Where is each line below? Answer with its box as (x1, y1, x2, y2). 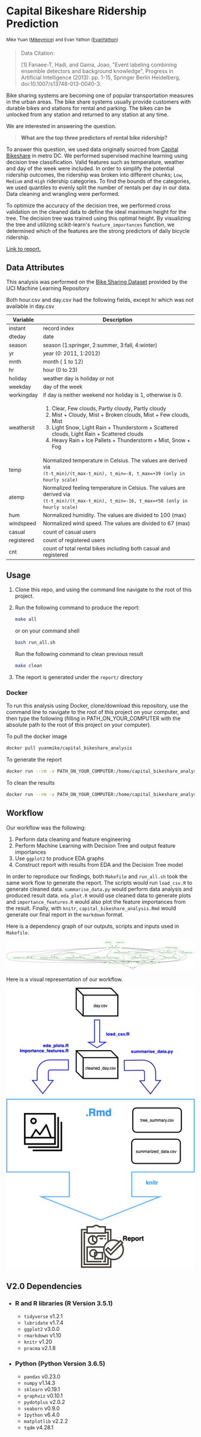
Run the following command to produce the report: (14, 604, 140, 612)
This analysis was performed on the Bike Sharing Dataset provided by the (6, 279, 188, 286)
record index (42, 325, 74, 332)
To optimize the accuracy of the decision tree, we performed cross (6, 202, 171, 209)
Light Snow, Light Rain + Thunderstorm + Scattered (51, 424, 178, 431)
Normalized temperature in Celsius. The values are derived (42, 456, 187, 464)
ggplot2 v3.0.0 (23, 1326, 60, 1333)
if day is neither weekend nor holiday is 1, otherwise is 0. (42, 391, 182, 399)
